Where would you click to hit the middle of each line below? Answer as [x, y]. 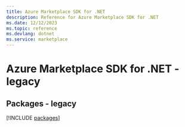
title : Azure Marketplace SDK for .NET [56, 12]
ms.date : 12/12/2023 [32, 23]
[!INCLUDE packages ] [33, 118]
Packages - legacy [41, 103]
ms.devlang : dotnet [30, 34]
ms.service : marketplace [37, 39]
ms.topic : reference [32, 28]
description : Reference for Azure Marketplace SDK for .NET [83, 17]
